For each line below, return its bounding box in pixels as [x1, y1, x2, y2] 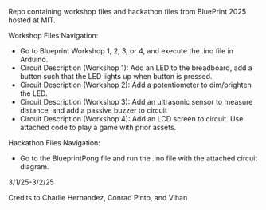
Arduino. [19, 55, 49, 64]
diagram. [19, 162, 49, 171]
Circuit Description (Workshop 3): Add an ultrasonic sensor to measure [19, 97, 253, 106]
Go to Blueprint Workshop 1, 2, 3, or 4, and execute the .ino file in [19, 46, 233, 55]
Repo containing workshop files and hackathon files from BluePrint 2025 [8, 7, 247, 16]
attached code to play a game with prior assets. [19, 123, 177, 132]
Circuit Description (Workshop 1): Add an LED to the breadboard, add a [19, 63, 252, 73]
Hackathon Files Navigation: [8, 138, 101, 147]
